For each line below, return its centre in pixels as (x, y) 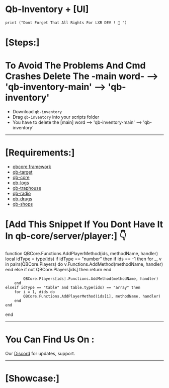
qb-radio (22, 193)
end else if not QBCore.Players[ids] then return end (58, 269)
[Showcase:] (32, 379)
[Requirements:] (40, 153)
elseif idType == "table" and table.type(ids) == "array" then (73, 287)
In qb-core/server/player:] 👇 (66, 236)
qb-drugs (22, 199)
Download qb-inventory (37, 112)
